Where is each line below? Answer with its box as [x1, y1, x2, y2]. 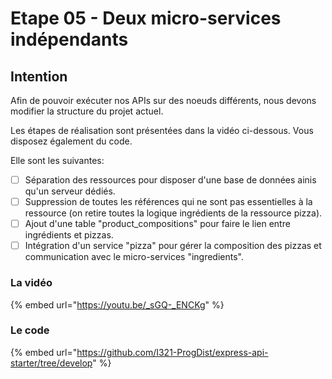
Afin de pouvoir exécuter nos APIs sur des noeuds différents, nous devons [10, 95, 317, 106]
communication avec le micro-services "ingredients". [24, 251, 244, 263]
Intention [10, 68, 68, 85]
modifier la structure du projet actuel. [10, 105, 164, 117]
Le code [10, 323, 50, 337]
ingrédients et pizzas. [24, 229, 114, 241]
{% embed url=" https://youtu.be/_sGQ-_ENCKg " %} [10, 298, 225, 311]
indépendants [10, 28, 129, 51]
